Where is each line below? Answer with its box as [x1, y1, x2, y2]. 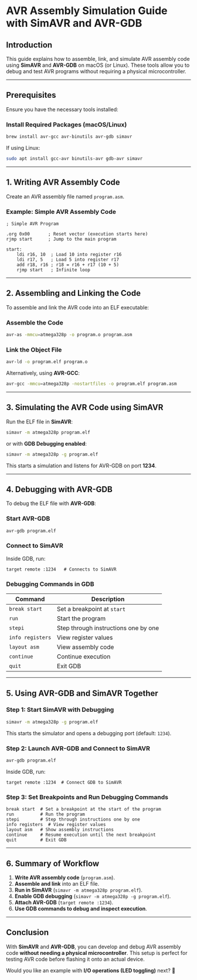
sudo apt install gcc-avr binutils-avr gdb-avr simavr [6, 155, 143, 162]
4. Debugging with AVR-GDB [6, 484, 113, 494]
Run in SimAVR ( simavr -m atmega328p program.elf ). [14, 886, 142, 893]
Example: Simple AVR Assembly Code [6, 207, 116, 216]
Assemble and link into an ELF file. [14, 880, 100, 887]
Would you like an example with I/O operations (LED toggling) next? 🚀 [6, 967, 176, 974]
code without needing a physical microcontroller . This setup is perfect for [6, 949, 188, 956]
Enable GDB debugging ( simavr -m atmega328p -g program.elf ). [14, 892, 171, 900]
